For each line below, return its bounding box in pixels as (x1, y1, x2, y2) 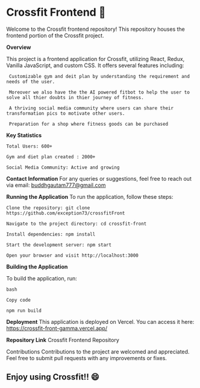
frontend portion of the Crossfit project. (6, 31, 104, 39)
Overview (6, 44, 31, 51)
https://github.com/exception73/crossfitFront (6, 210, 125, 216)
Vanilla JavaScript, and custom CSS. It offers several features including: (6, 62, 184, 69)
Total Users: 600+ (6, 143, 52, 149)
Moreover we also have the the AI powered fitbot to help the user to (8, 89, 190, 95)
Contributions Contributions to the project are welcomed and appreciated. (6, 348, 190, 355)
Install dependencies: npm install (6, 231, 96, 238)
